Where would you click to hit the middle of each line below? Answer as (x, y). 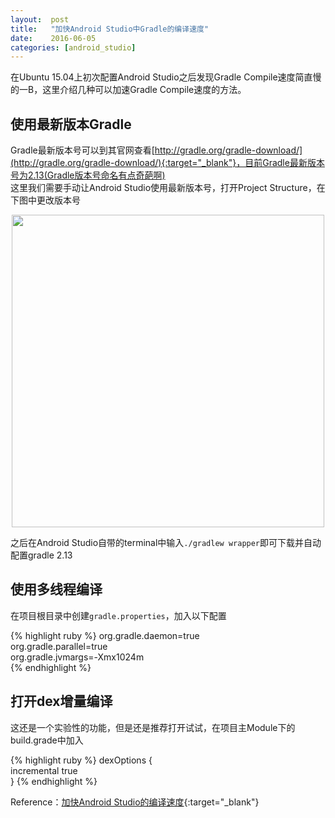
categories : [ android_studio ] (73, 47)
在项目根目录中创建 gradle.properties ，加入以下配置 (118, 615)
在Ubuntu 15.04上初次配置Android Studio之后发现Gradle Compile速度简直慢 (166, 77)
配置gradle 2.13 (41, 555)
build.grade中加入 (47, 740)
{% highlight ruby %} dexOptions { (81, 760)
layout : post (40, 19)
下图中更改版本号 (45, 200)
